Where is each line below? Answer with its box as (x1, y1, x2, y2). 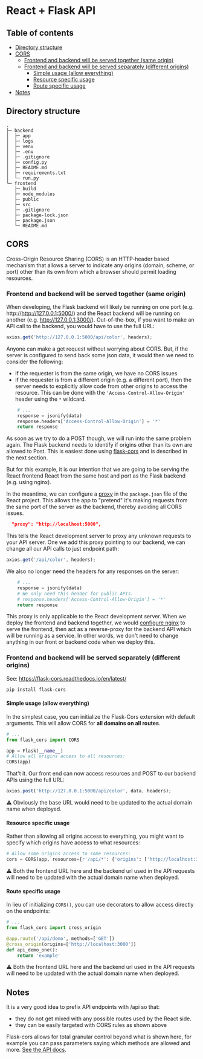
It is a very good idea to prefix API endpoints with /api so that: (6, 1003, 160, 1011)
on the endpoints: (6, 907, 50, 915)
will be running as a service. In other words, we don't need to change (6, 632, 179, 640)
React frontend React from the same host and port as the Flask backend (6, 472, 186, 479)
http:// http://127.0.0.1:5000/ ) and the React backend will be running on (6, 309, 180, 317)
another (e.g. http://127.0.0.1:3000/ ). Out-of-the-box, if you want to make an (6, 316, 195, 323)
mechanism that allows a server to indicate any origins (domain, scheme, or (6, 261, 195, 269)
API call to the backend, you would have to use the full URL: (6, 322, 155, 329)
